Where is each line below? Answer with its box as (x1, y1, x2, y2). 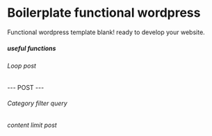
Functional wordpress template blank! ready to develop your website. (7, 28, 205, 36)
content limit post (7, 121, 57, 129)
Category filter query (7, 99, 67, 107)
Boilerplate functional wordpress (7, 5, 201, 21)
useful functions (7, 44, 56, 52)
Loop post (7, 61, 37, 70)
